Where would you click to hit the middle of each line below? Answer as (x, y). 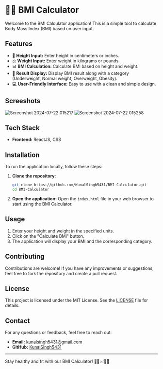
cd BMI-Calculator (31, 190)
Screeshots (23, 101)
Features (19, 44)
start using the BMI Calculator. (42, 204)
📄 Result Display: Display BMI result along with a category (71, 73)
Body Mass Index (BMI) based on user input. (49, 28)
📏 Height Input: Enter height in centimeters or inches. (65, 55)
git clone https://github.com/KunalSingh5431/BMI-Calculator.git (79, 185)
